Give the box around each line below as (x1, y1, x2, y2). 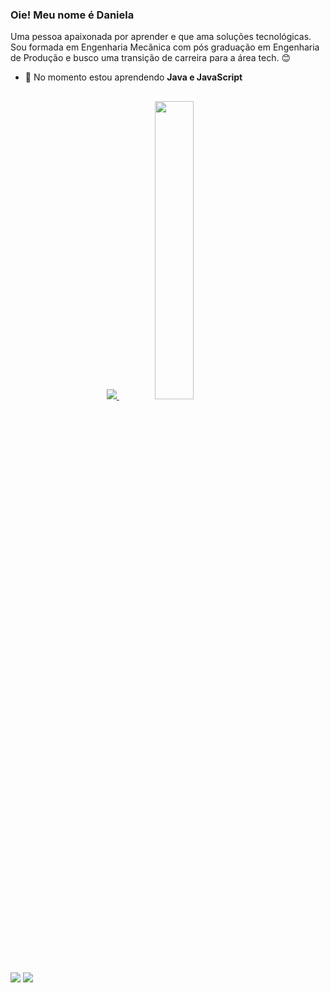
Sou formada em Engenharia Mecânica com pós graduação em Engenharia (10, 41, 320, 53)
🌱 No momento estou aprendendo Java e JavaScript (24, 71, 243, 83)
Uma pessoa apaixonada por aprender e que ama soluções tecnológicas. (10, 31, 312, 43)
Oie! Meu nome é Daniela (10, 8, 135, 22)
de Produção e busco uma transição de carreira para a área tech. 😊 (10, 52, 292, 64)
